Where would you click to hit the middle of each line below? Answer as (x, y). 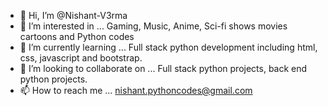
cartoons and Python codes (77, 36)
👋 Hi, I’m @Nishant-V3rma (73, 15)
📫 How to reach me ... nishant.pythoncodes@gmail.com (136, 90)
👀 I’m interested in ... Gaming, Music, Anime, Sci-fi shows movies (153, 26)
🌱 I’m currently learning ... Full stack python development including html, (168, 47)
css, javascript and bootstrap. (81, 58)
